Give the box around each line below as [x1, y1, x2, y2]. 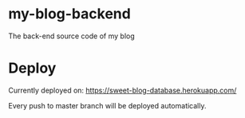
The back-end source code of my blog [8, 31, 135, 41]
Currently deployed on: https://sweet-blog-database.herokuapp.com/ [8, 85, 237, 95]
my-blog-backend [8, 5, 132, 23]
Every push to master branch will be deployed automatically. [8, 100, 207, 110]
